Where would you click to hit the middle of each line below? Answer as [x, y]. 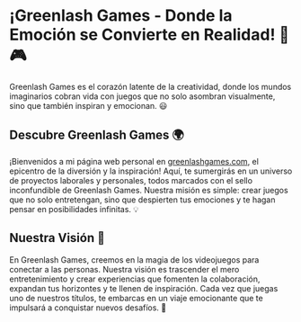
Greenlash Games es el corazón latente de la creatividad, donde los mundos [150, 86]
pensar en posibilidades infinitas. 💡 [74, 209]
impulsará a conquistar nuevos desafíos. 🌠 [88, 308]
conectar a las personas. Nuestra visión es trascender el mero [124, 269]
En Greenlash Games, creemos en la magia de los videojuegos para [134, 259]
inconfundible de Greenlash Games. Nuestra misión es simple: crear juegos [149, 190]
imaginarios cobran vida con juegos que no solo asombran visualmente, [142, 96]
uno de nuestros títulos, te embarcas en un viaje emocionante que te [136, 298]
